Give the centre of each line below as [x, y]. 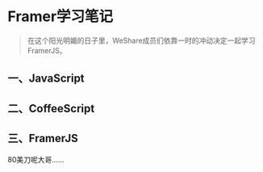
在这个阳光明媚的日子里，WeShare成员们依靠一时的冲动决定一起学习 [141, 40]
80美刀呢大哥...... [36, 159]
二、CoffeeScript [51, 109]
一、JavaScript [46, 79]
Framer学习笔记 [61, 17]
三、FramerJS [43, 138]
